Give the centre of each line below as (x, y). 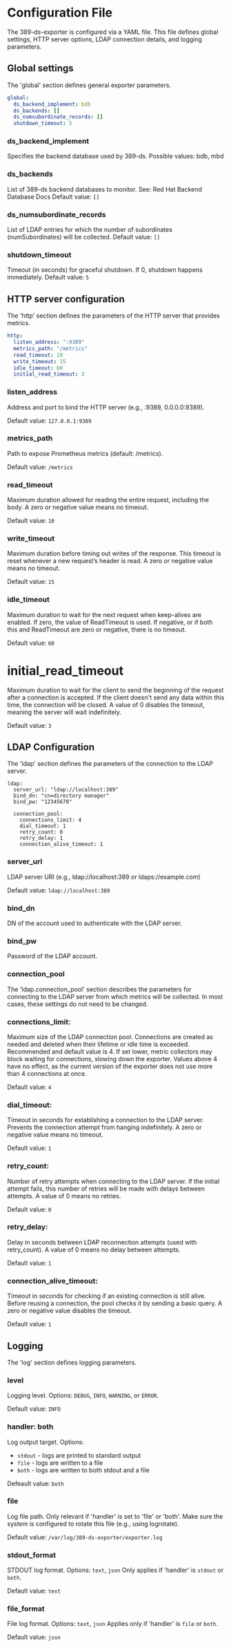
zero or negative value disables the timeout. (69, 1311)
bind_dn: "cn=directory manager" (61, 796)
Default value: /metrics (40, 467)
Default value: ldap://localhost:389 (59, 890)
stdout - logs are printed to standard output (79, 1455)
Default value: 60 (31, 643)
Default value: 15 (31, 582)
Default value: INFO (34, 1409)
